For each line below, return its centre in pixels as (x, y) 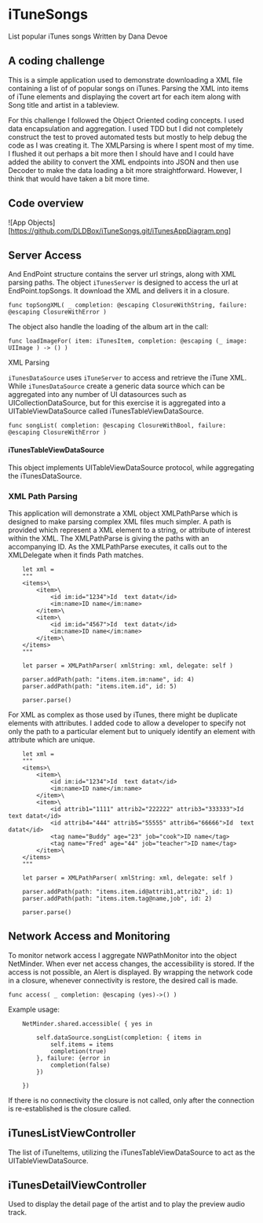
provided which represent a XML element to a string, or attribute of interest (130, 530)
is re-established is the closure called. (69, 1108)
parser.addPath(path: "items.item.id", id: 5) (100, 686)
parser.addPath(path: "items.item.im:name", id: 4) (108, 679)
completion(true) (79, 1051)
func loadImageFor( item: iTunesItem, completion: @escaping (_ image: (128, 341)
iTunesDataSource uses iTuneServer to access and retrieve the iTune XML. (128, 378)
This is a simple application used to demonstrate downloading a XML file (126, 79)
